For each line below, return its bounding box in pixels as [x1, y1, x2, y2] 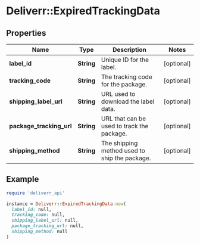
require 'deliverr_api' [6, 190, 65, 196]
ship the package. [101, 154, 151, 162]
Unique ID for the [101, 55, 149, 64]
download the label [101, 97, 155, 106]
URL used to [101, 90, 136, 98]
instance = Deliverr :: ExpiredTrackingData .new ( [6, 201, 127, 207]
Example [6, 174, 39, 184]
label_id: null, [11, 206, 52, 212]
